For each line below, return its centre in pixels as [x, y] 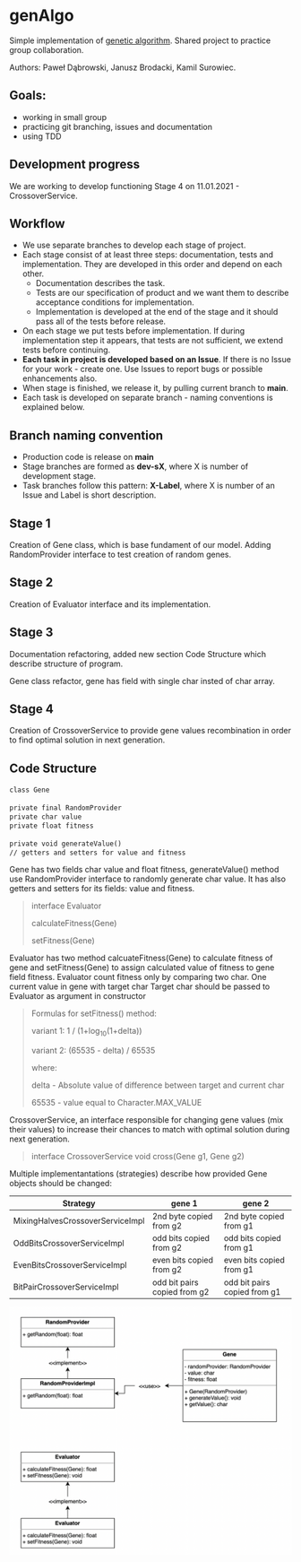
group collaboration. [47, 49]
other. [33, 273]
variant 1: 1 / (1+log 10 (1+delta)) [86, 1032]
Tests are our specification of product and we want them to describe [162, 293]
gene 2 [256, 1203]
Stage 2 [31, 582]
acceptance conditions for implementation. [115, 302]
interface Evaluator [66, 906]
